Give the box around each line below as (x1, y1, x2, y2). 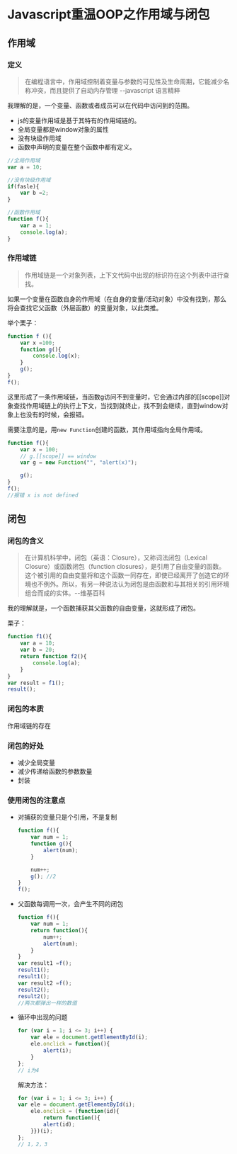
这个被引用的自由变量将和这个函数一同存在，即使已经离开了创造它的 (24, 571, 224, 579)
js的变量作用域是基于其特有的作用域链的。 (17, 116, 141, 125)
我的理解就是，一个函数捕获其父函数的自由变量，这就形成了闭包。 (7, 604, 200, 613)
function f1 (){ (7, 633, 52, 640)
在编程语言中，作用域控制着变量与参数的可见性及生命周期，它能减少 (24, 77, 224, 86)
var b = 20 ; (20, 646, 55, 654)
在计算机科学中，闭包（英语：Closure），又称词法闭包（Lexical (24, 553, 207, 562)
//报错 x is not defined (7, 492, 79, 499)
